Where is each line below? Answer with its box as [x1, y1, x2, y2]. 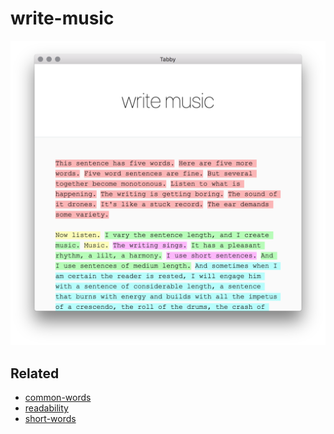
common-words [24, 392, 92, 404]
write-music [10, 7, 115, 30]
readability [24, 402, 69, 414]
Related [10, 365, 60, 382]
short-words [24, 413, 77, 425]
